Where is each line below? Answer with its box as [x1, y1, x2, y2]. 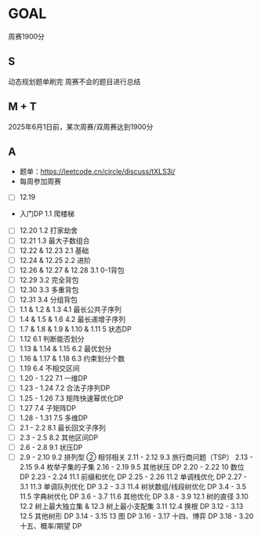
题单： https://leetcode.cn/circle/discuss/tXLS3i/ [19, 167, 176, 177]
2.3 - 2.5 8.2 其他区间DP [19, 433, 99, 442]
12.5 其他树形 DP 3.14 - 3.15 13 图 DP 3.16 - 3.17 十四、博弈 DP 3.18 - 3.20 [19, 511, 254, 521]
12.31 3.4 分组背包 [19, 295, 78, 304]
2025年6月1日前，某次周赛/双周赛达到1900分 [8, 122, 154, 131]
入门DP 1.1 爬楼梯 [19, 209, 74, 218]
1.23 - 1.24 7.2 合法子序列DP [19, 383, 111, 393]
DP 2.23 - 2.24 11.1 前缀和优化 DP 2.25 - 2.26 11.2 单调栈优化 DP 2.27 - [19, 472, 248, 481]
